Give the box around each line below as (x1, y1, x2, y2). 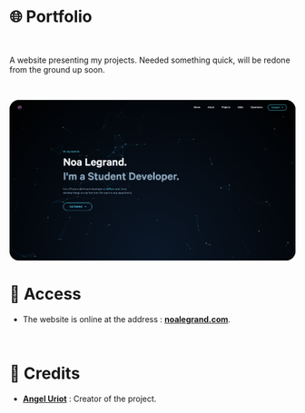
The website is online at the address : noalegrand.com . (22, 314, 231, 325)
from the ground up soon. (9, 64, 106, 74)
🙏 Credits (9, 363, 81, 384)
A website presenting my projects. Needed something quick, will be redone (9, 54, 290, 65)
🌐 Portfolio (9, 6, 93, 27)
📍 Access (9, 284, 82, 305)
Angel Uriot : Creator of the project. (22, 393, 157, 405)
